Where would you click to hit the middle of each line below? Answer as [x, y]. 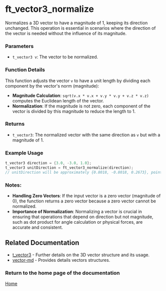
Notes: [13, 185]
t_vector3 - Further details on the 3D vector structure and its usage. [81, 255]
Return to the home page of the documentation [62, 273]
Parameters [19, 46]
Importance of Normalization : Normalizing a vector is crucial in [77, 212]
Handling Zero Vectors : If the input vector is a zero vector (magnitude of [86, 196]
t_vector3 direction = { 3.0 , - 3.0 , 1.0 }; [48, 163]
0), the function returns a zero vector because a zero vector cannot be [84, 201]
